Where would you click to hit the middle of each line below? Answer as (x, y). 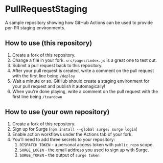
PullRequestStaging (46, 9)
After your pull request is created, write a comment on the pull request (83, 70)
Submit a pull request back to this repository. (57, 65)
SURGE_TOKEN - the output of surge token (59, 155)
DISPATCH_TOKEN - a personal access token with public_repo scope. (87, 144)
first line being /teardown (37, 96)
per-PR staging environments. (35, 27)
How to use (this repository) (48, 43)
